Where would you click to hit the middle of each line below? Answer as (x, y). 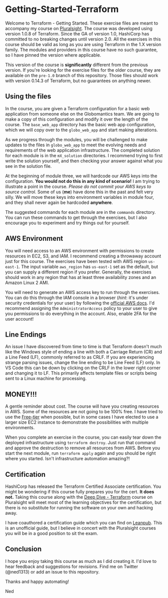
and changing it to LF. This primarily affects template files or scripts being (81, 373)
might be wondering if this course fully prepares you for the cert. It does (80, 492)
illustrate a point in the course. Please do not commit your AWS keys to (78, 186)
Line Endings (26, 334)
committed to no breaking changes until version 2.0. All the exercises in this (83, 39)
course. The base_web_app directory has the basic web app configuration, (80, 124)
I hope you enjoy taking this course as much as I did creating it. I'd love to (81, 561)
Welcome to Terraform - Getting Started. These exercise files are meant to (82, 23)
